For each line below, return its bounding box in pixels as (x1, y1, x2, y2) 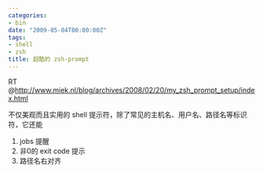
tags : (8, 33, 26, 42)
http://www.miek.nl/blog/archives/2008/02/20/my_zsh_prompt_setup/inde (14, 85, 255, 94)
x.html (8, 94, 29, 103)
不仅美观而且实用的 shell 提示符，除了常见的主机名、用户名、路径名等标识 (8, 109, 247, 119)
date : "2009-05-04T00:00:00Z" (8, 26, 108, 34)
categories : (8, 11, 47, 20)
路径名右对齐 (19, 156, 61, 165)
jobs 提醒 (19, 136, 49, 145)
